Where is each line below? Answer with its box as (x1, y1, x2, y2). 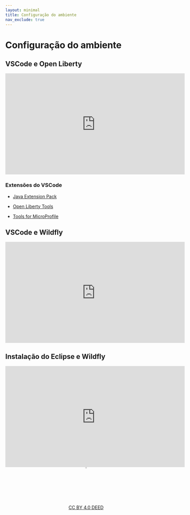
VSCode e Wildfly (5, 228, 63, 237)
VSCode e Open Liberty (5, 60, 82, 68)
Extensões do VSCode (5, 182, 62, 189)
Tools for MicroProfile (12, 213, 59, 219)
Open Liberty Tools (12, 203, 54, 209)
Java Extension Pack (12, 193, 57, 199)
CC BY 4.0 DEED (68, 504, 104, 511)
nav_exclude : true (5, 17, 45, 22)
